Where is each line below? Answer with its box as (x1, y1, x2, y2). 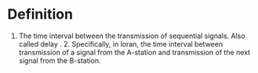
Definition (7, 5, 74, 23)
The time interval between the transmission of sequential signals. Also (18, 31, 245, 40)
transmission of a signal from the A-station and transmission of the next (18, 47, 251, 57)
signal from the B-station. (18, 56, 101, 65)
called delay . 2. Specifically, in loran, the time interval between (18, 39, 223, 48)
